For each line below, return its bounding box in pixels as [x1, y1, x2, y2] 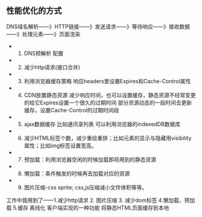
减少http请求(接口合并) [24, 63, 80, 71]
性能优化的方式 [6, 5, 62, 16]
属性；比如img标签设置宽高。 [24, 142, 97, 149]
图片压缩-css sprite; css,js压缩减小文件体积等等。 [24, 183, 148, 191]
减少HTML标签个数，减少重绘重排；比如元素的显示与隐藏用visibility [24, 134, 192, 142]
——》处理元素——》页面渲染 [6, 30, 80, 37]
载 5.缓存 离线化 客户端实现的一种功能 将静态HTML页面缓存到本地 [6, 204, 169, 211]
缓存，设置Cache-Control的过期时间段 [24, 106, 119, 113]
